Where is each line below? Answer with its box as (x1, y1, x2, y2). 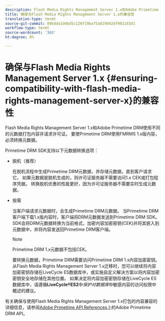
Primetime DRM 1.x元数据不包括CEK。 (12, 246, 90, 252)
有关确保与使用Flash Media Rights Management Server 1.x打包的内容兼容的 (5, 298, 158, 304)
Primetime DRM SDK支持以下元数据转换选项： (5, 147, 99, 153)
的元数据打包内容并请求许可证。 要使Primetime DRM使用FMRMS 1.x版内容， (5, 131, 160, 137)
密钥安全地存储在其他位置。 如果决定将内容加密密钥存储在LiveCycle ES (12, 275, 157, 281)
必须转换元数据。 (5, 137, 40, 143)
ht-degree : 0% (5, 35, 34, 40)
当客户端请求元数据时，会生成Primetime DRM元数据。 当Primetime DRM (12, 208, 159, 214)
